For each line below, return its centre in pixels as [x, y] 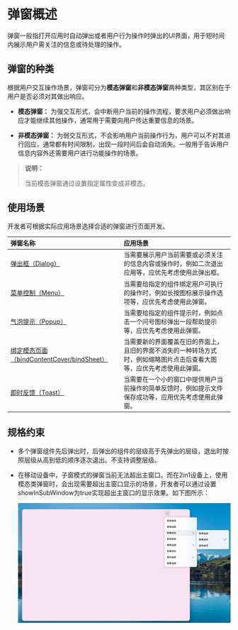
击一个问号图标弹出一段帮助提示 [170, 321]
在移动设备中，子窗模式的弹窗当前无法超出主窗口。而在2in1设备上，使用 [123, 475]
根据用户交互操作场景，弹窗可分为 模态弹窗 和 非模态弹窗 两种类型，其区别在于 [119, 87]
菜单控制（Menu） [38, 292]
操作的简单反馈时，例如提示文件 [176, 388]
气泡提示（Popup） [39, 321]
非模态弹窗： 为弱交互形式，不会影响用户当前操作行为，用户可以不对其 [121, 135]
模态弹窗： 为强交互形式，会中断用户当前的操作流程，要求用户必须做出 [121, 111]
